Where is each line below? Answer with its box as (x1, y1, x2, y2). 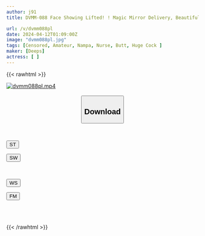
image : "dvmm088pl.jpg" (6, 37, 67, 43)
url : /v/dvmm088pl (6, 26, 53, 32)
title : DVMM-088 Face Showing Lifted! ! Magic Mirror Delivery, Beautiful (6, 15, 201, 21)
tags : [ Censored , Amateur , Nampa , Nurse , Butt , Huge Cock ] (6, 43, 163, 49)
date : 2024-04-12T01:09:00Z (6, 31, 78, 37)
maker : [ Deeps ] (6, 48, 45, 55)
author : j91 (6, 9, 37, 15)
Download (84, 107, 121, 116)
